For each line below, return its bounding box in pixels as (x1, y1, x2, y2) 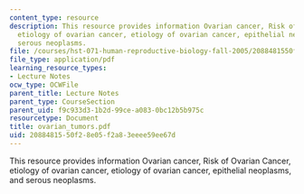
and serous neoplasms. (9, 174, 97, 185)
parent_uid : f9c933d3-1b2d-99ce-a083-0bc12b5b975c (9, 106, 204, 115)
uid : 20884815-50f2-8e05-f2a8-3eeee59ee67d (9, 131, 176, 140)
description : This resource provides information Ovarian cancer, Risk (9, 22, 285, 31)
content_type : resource (9, 13, 100, 23)
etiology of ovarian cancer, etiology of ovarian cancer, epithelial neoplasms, (9, 164, 292, 176)
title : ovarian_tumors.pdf (9, 123, 111, 132)
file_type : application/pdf (9, 55, 116, 64)
